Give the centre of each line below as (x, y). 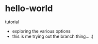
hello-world (29, 8)
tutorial (12, 22)
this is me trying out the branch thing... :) (53, 36)
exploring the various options (41, 31)
